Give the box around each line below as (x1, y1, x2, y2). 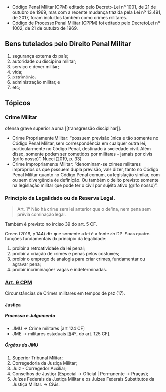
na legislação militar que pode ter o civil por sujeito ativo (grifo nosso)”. (12, 182, 158, 188)
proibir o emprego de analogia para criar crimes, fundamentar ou (12, 256, 145, 262)
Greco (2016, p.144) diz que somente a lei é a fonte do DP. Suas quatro (5, 231, 150, 236)
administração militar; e (12, 79, 60, 85)
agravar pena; (12, 261, 41, 267)
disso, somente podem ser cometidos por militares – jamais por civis (12, 151, 153, 157)
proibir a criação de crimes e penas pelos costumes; (12, 250, 120, 256)
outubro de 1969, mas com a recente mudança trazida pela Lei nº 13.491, (12, 9, 162, 15)
